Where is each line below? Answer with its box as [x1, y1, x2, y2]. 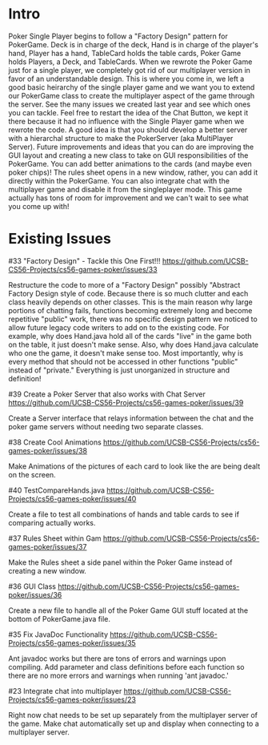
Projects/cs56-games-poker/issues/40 [8, 493, 137, 503]
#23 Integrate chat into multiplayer [8, 686, 122, 695]
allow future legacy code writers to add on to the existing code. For [8, 322, 230, 332]
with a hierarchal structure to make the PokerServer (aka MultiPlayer [8, 133, 234, 143]
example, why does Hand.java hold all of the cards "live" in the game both [8, 331, 252, 340]
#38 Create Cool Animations [8, 437, 102, 447]
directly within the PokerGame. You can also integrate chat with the [8, 175, 230, 185]
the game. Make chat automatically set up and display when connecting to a [8, 719, 260, 728]
